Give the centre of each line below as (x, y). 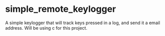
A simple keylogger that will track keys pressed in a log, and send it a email (83, 23)
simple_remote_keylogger (61, 9)
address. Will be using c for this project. (46, 28)
